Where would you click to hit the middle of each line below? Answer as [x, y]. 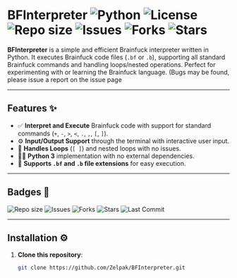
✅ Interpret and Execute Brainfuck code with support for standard [114, 125]
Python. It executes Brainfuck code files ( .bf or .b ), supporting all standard [116, 57]
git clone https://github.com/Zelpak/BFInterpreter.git [101, 268]
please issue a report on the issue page [65, 79]
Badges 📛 [29, 192]
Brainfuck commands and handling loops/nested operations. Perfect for [111, 64]
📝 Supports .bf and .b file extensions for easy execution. [102, 163]
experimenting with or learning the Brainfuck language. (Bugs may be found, [119, 72]
